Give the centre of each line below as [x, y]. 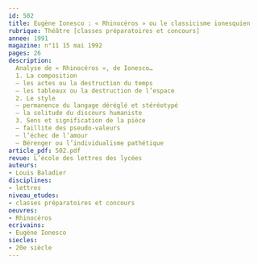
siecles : [23, 241]
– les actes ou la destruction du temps [84, 83]
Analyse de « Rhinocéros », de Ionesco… [84, 68]
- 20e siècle [30, 248]
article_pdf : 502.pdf [45, 151]
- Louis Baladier [37, 173]
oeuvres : [23, 210]
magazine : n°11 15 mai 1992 [56, 46]
